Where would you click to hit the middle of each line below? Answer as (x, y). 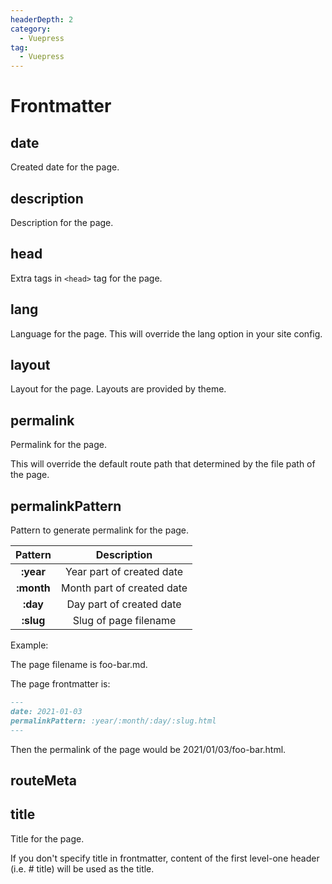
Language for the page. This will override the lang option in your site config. (166, 333)
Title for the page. (47, 838)
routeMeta (44, 780)
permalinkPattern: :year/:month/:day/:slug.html (113, 721)
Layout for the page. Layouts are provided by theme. (118, 389)
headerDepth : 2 (42, 19)
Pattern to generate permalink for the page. (100, 530)
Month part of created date (124, 588)
